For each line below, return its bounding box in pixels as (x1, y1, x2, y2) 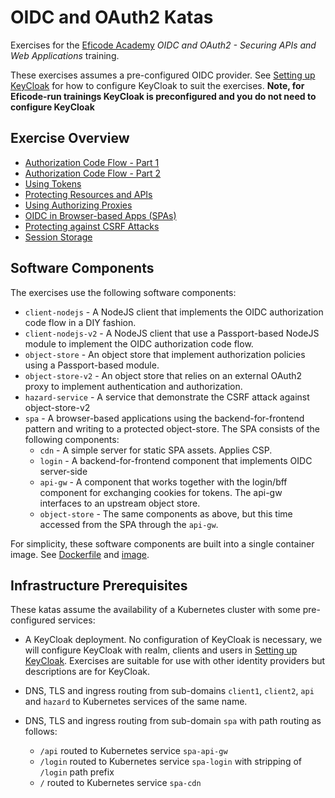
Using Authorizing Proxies (24, 199, 133, 211)
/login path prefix (39, 766, 115, 778)
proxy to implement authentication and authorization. (24, 380, 243, 392)
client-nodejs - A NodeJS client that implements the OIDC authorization (24, 306, 324, 318)
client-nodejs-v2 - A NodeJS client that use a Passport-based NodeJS (24, 327, 320, 339)
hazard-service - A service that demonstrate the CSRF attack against (24, 391, 310, 403)
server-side (39, 465, 88, 477)
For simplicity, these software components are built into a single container (10, 537, 315, 550)
